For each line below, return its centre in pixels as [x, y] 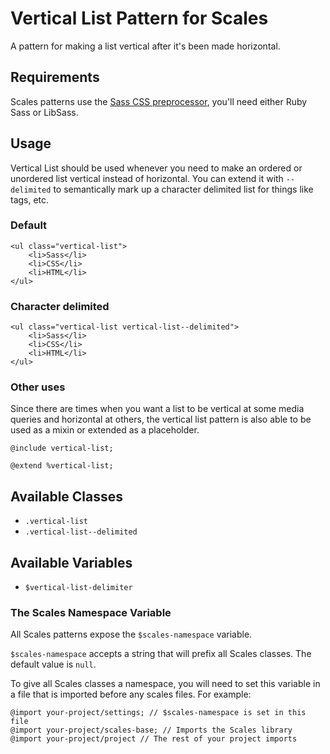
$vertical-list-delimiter [78, 588]
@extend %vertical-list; [62, 466]
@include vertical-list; [62, 448]
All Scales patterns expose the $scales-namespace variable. [131, 634]
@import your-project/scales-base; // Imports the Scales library [151, 730]
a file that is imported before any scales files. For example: [131, 694]
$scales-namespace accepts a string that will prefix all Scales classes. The [161, 654]
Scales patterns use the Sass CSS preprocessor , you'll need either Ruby [159, 101]
